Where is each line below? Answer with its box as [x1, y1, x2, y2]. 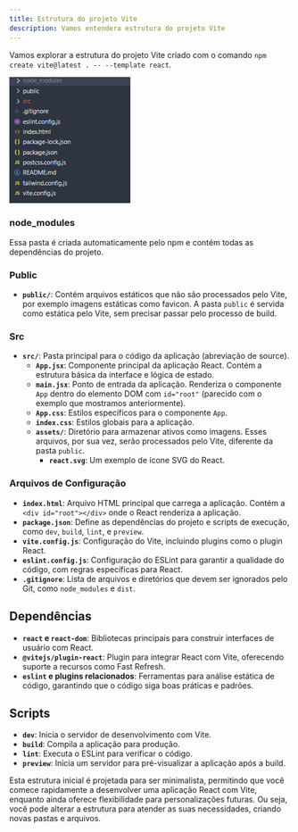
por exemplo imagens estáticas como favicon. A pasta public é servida [21, 299, 285, 310]
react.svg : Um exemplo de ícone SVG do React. [48, 455, 226, 466]
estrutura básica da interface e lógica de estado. [35, 370, 215, 380]
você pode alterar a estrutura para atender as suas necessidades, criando [9, 803, 282, 814]
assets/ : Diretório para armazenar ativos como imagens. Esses [35, 427, 268, 437]
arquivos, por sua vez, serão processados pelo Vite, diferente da [35, 436, 274, 446]
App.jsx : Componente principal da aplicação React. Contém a [35, 360, 262, 370]
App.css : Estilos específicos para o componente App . [35, 407, 228, 419]
